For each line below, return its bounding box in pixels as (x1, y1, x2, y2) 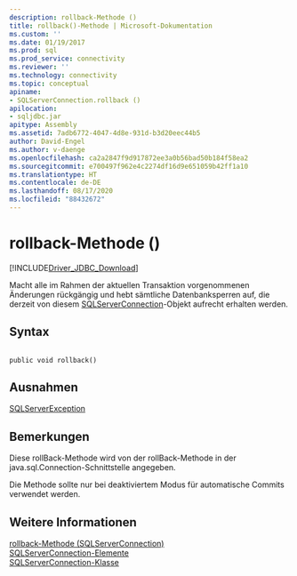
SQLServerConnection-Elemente (9, 548, 129, 558)
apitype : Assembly (9, 121, 77, 130)
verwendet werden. (9, 489, 81, 500)
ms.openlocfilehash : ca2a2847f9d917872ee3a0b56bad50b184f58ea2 (9, 153, 249, 163)
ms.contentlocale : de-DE (9, 179, 101, 188)
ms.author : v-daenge (9, 145, 86, 154)
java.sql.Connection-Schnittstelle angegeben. (9, 462, 176, 473)
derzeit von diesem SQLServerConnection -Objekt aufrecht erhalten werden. (9, 299, 289, 309)
